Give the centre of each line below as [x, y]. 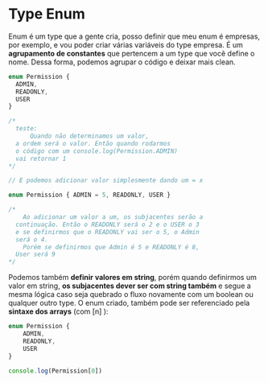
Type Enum [47, 14]
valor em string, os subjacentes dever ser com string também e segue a [130, 286]
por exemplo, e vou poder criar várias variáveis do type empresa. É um [126, 44]
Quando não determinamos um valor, [89, 136]
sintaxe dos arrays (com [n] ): [58, 311]
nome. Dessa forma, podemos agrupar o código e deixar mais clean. [122, 62]
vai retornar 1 [41, 159]
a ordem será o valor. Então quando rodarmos [93, 143]
